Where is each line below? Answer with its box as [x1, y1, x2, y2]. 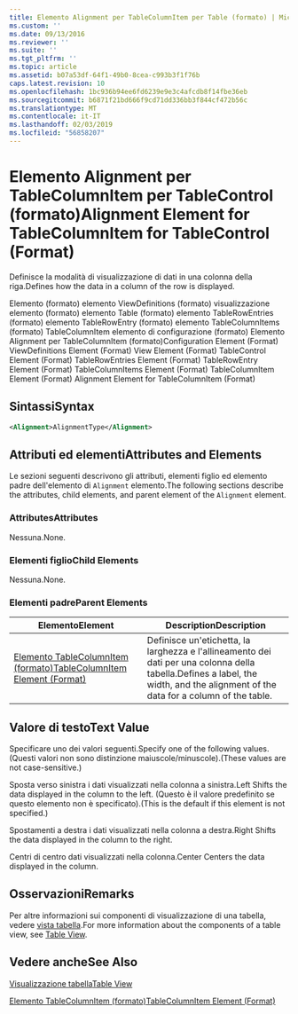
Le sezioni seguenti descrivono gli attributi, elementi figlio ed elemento [9, 471, 268, 482]
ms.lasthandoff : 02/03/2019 [9, 121, 114, 130]
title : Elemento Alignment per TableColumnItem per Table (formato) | [9, 12, 276, 22]
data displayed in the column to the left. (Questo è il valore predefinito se [9, 789, 275, 799]
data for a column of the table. [146, 689, 273, 702]
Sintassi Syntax [9, 399, 95, 414]
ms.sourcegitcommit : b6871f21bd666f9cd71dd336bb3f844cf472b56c [9, 95, 248, 105]
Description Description [165, 619, 266, 632]
